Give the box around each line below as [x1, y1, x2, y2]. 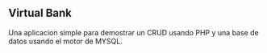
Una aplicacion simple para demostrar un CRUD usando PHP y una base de [8, 27, 260, 37]
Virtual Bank [8, 6, 73, 20]
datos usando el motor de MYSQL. [8, 36, 123, 46]
